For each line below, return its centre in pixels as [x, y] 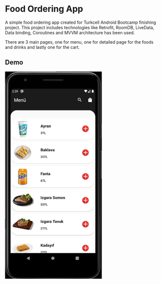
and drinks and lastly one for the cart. [42, 47]
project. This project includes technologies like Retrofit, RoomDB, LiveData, [80, 27]
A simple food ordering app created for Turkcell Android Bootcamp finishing [80, 22]
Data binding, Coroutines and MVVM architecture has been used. [70, 32]
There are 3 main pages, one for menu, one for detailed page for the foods [79, 42]
